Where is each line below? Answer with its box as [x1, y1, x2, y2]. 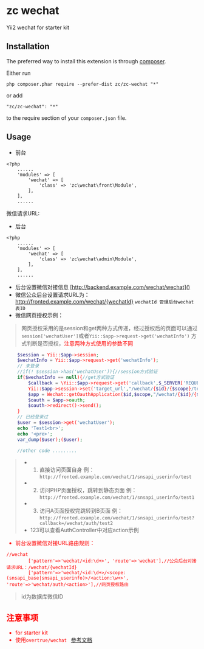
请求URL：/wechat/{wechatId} [6, 564, 78, 571]
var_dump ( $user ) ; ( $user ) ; [17, 436, 83, 443]
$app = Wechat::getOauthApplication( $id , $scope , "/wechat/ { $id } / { [28, 391, 197, 397]
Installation [6, 41, 50, 52]
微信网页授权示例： [15, 311, 64, 319]
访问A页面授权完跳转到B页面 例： [39, 507, 123, 515]
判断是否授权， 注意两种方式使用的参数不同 [26, 339, 134, 347]
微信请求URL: [6, 209, 40, 217]
